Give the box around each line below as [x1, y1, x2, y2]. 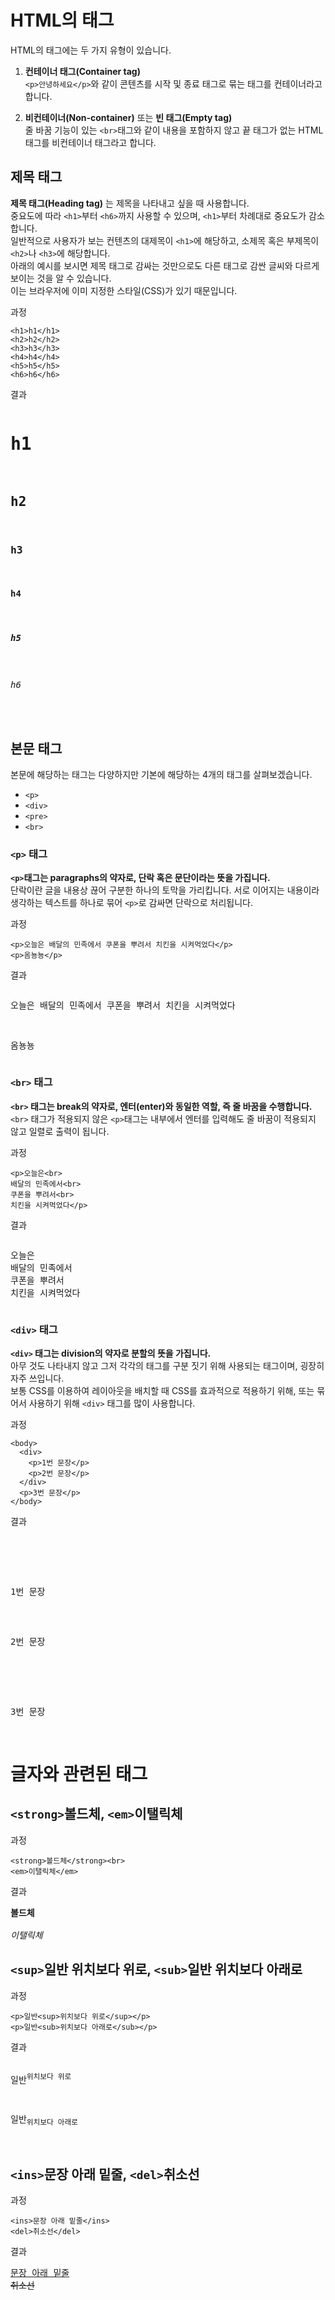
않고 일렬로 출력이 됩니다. [10, 1125, 110, 1137]
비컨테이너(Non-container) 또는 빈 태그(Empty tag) [24, 111, 233, 123]
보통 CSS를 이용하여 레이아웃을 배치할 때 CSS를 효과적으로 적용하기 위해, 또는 [10, 1384, 315, 1396]
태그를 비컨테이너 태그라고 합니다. [24, 136, 157, 148]
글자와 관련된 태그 [10, 1763, 148, 1786]
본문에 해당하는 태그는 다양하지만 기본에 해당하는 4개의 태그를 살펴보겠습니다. [10, 768, 313, 780]
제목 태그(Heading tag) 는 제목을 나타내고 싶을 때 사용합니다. [10, 197, 250, 209]
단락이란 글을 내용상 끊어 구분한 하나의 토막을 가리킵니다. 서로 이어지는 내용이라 [10, 884, 320, 896]
